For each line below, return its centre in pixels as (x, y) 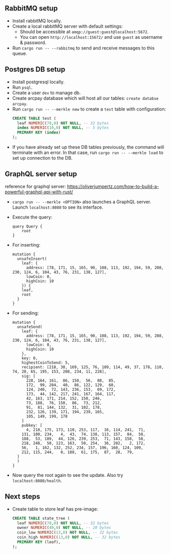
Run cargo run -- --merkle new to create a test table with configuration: (89, 109)
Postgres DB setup (35, 69)
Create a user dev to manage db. (46, 93)
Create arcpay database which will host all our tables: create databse (85, 98)
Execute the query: (32, 217)
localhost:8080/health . (37, 480)
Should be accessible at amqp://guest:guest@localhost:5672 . (84, 31)
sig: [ (29, 376)
